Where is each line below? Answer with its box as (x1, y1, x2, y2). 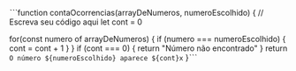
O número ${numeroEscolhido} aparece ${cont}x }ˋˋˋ (9, 53, 197, 62)
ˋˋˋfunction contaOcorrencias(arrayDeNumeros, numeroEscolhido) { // (9, 8, 264, 18)
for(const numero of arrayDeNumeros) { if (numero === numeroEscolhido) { (9, 34, 286, 44)
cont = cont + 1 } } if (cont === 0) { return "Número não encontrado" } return (9, 43, 288, 53)
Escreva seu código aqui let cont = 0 (9, 17, 143, 27)
